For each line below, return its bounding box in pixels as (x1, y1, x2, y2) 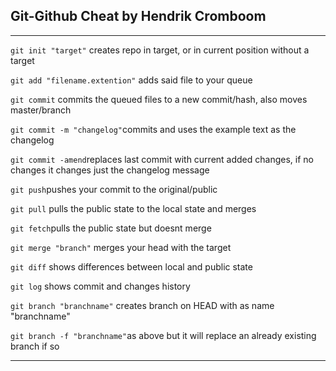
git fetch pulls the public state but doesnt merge (10, 222, 212, 234)
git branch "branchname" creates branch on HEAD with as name (10, 299, 275, 311)
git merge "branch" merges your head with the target (10, 241, 232, 253)
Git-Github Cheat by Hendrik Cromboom (10, 8, 267, 25)
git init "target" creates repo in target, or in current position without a (10, 44, 310, 56)
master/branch (10, 104, 72, 116)
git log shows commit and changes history (10, 280, 191, 292)
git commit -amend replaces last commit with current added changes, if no (10, 153, 314, 165)
